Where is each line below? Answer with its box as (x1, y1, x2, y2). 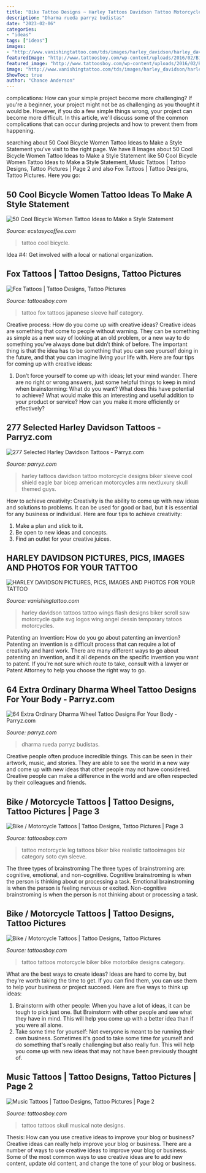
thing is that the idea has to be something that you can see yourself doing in (6, 347, 198, 354)
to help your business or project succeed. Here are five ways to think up (6, 983, 189, 991)
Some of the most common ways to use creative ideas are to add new (6, 1153, 183, 1160)
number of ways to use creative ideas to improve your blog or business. (6, 1147, 188, 1154)
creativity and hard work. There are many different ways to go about (6, 647, 179, 654)
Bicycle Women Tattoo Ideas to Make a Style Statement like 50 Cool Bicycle (6, 152, 197, 160)
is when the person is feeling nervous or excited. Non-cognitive (6, 884, 167, 892)
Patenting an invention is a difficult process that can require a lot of (6, 640, 176, 648)
